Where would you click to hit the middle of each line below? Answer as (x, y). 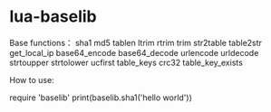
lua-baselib (53, 17)
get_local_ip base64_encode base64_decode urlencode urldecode (134, 52)
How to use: (32, 79)
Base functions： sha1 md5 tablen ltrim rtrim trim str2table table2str (136, 42)
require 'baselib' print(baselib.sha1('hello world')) (101, 98)
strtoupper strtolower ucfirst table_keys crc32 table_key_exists (126, 62)
